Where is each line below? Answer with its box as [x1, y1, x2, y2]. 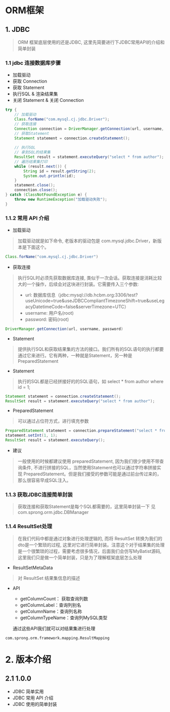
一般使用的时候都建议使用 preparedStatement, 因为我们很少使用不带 [17, 458, 160, 464]
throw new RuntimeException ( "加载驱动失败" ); [14, 197, 107, 202]
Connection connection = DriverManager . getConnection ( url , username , [14, 126, 164, 131]
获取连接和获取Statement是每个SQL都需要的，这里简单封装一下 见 [17, 504, 156, 510]
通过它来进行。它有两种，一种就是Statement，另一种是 [17, 352, 133, 358]
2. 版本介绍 [5, 654, 52, 665]
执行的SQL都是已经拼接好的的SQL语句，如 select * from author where [17, 378, 164, 384]
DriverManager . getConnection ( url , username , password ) [5, 326, 123, 331]
